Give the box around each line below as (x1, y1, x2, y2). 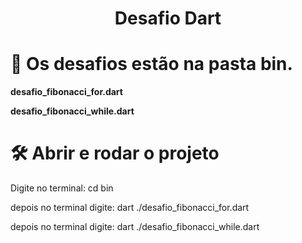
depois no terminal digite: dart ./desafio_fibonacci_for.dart (10, 202, 250, 214)
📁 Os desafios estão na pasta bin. (10, 53, 293, 76)
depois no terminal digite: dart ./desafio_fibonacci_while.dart (10, 221, 260, 233)
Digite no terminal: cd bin (10, 182, 114, 194)
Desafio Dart (114, 7, 222, 30)
